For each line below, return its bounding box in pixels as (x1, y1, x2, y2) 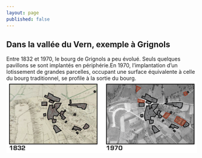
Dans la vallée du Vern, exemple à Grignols (6, 39, 171, 50)
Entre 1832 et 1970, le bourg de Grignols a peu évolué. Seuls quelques (6, 55, 181, 63)
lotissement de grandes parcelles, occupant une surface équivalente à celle (6, 68, 195, 76)
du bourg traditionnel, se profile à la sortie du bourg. (6, 74, 137, 82)
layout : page (6, 10, 39, 16)
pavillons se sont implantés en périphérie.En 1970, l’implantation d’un (6, 62, 178, 69)
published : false (6, 16, 50, 22)
